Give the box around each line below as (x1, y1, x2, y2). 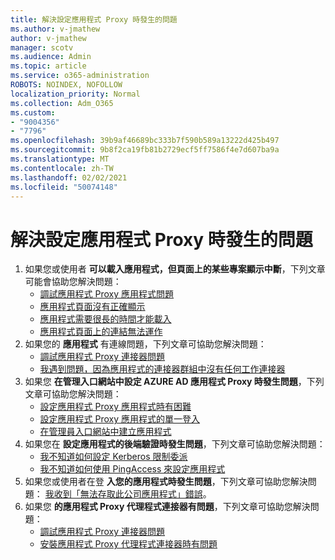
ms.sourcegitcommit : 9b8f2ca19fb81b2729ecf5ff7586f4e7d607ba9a (10, 145, 280, 155)
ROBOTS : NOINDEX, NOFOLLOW (10, 80, 123, 90)
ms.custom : (10, 107, 56, 118)
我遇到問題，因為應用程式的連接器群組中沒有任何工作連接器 (39, 363, 286, 375)
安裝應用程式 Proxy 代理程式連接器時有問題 (39, 538, 218, 550)
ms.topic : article (10, 61, 87, 71)
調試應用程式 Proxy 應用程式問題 (39, 288, 175, 300)
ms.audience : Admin (10, 52, 92, 62)
